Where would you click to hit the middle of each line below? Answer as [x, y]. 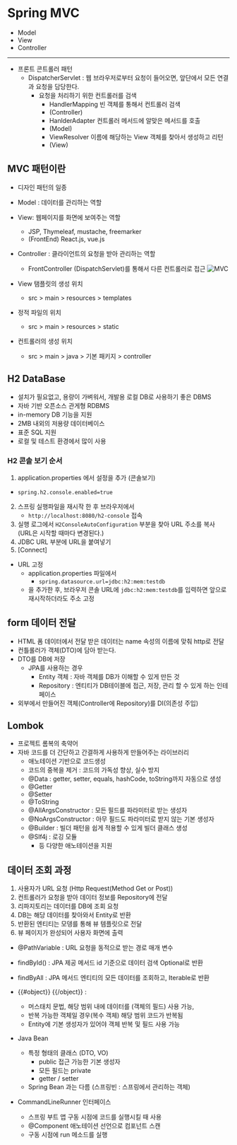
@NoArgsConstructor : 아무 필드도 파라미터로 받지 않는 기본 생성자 [121, 819]
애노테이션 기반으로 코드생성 [67, 761]
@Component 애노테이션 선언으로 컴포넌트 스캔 [94, 1126]
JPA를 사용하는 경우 [55, 668]
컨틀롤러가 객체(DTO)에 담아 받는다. [67, 650]
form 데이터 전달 [42, 623]
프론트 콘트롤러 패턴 [45, 69]
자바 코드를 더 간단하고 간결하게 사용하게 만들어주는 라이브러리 [103, 752]
